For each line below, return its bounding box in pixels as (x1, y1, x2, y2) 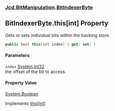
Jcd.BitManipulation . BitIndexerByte (5, 4, 93, 11)
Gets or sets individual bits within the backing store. (5, 32, 111, 38)
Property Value (5, 80, 37, 86)
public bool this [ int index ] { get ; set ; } (5, 41, 96, 47)
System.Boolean (5, 91, 38, 97)
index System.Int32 (5, 63, 44, 69)
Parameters (5, 52, 30, 58)
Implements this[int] (5, 101, 46, 107)
